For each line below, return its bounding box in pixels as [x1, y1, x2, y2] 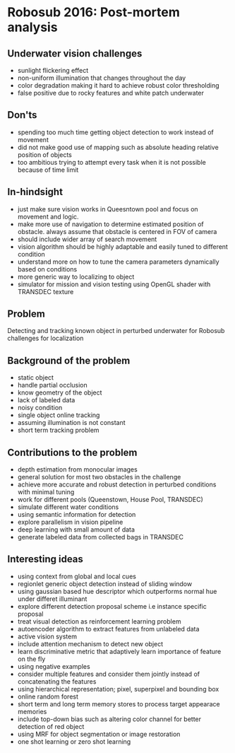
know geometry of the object [17, 388, 102, 397]
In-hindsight [7, 186, 64, 198]
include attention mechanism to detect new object [17, 639, 164, 648]
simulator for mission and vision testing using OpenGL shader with [17, 280, 211, 288]
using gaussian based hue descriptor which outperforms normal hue [17, 587, 217, 595]
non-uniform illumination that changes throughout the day [17, 74, 186, 82]
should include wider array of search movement [17, 235, 157, 243]
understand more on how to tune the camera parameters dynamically [17, 257, 220, 266]
